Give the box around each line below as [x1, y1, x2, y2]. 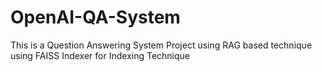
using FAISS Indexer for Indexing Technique [10, 49, 191, 61]
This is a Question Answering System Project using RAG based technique [10, 39, 313, 51]
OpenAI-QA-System [10, 6, 181, 29]
